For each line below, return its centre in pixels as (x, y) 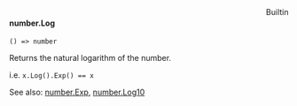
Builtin (277, 12)
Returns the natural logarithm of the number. (90, 58)
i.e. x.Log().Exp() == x (52, 75)
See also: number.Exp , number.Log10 (77, 92)
